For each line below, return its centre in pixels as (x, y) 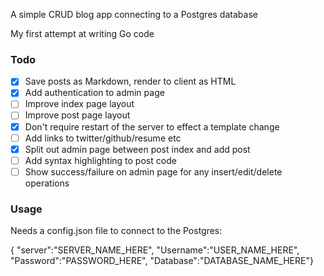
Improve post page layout (77, 115)
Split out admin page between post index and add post (137, 149)
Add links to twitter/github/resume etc (103, 138)
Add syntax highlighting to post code (100, 160)
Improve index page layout (79, 104)
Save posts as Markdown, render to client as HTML (130, 81)
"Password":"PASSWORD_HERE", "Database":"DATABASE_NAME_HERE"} (162, 261)
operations (47, 183)
